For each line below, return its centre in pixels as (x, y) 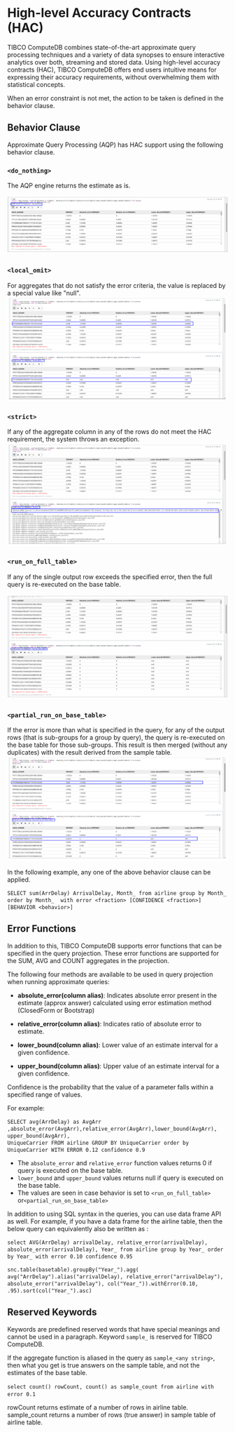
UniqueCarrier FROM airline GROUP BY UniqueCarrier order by (98, 1143)
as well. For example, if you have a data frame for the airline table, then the (115, 1221)
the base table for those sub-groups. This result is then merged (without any (117, 745)
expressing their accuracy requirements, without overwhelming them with (113, 77)
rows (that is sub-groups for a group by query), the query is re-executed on (116, 738)
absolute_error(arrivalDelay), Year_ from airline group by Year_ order (115, 1249)
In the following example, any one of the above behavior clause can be (109, 873)
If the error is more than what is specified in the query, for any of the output (116, 730)
